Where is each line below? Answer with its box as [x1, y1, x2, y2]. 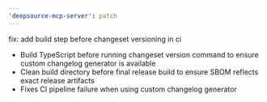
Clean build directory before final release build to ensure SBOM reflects [19, 66, 259, 77]
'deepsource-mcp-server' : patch [8, 11, 117, 20]
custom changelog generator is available [19, 58, 156, 68]
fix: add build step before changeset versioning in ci [8, 34, 182, 44]
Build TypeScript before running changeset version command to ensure [19, 49, 259, 59]
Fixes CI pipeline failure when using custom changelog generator [19, 84, 237, 94]
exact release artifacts [19, 75, 95, 85]
